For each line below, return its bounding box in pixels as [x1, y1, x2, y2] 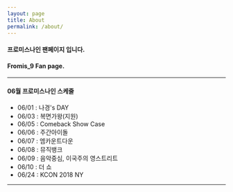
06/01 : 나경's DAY [17, 103, 69, 112]
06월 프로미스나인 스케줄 [7, 87, 74, 95]
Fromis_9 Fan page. [7, 62, 64, 70]
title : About [7, 17, 45, 24]
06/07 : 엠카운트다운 [17, 137, 74, 146]
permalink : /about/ [7, 23, 64, 30]
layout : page [7, 10, 45, 17]
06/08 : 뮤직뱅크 [17, 146, 63, 154]
